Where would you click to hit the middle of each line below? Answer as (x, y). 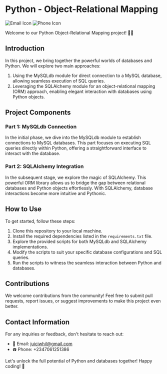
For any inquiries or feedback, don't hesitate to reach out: (64, 334)
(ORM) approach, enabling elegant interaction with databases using (82, 91)
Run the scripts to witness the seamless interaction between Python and (87, 262)
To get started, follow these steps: (40, 221)
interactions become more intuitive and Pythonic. (56, 193)
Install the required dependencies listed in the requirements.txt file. (82, 236)
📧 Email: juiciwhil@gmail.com (42, 344)
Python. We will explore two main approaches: (53, 65)
